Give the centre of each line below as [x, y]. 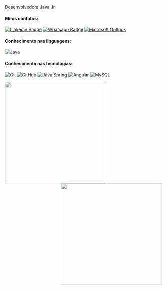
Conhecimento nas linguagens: [38, 41]
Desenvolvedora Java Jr [30, 7]
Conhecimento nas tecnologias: [39, 64]
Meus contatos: [22, 18]
